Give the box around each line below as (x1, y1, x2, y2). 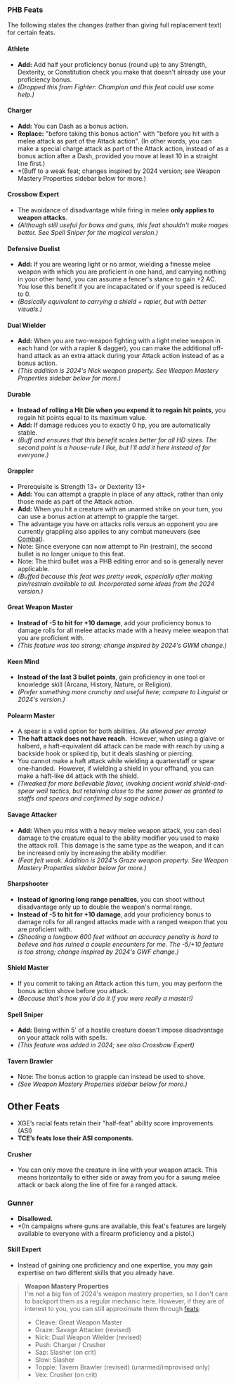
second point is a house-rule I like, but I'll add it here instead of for (17, 443, 211, 452)
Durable (7, 390, 32, 398)
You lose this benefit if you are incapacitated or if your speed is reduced (17, 283, 227, 291)
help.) (17, 90, 35, 98)
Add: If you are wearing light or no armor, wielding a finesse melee (17, 260, 211, 269)
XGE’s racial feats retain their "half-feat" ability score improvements (17, 1119, 214, 1128)
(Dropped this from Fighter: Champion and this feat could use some (17, 82, 214, 91)
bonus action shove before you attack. (17, 986, 129, 995)
